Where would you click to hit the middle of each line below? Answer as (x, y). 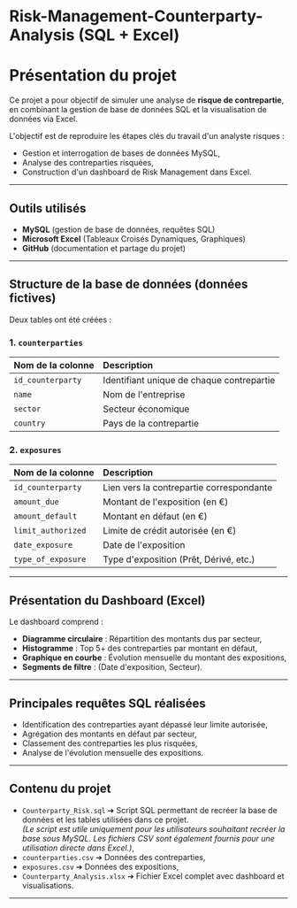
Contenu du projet (60, 789)
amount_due (36, 502)
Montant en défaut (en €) (155, 517)
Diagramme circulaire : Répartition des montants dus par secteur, (142, 639)
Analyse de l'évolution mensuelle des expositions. (113, 752)
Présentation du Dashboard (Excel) (107, 600)
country (30, 423)
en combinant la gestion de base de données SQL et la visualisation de (138, 110)
